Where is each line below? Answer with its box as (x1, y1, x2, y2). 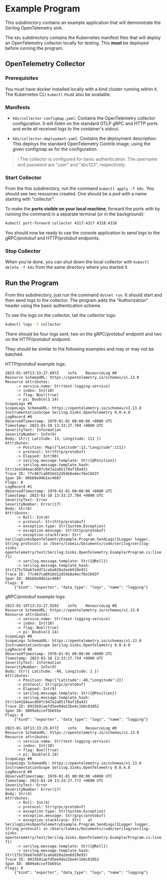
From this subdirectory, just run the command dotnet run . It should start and (5, 292, 162, 298)
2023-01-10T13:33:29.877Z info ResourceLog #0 (5, 726, 117, 731)
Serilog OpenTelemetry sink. (5, 24, 63, 30)
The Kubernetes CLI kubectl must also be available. (5, 91, 111, 97)
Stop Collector (5, 248, 41, 255)
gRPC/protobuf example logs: (5, 594, 66, 600)
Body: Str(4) (5, 792, 32, 797)
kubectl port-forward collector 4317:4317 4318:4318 (5, 221, 117, 226)
